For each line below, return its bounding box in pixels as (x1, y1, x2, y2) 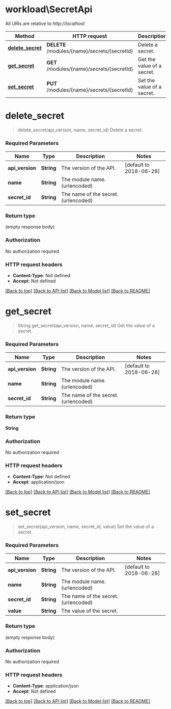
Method (15, 32, 35, 39)
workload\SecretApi (5, 4, 93, 15)
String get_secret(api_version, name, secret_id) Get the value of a (17, 323, 155, 328)
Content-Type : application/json (12, 683, 79, 689)
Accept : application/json (12, 479, 65, 485)
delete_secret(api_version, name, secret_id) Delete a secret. (17, 126, 144, 133)
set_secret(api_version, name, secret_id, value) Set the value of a (17, 523, 154, 530)
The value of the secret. (61, 608, 118, 615)
